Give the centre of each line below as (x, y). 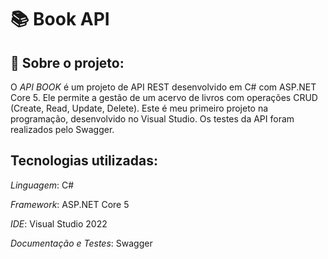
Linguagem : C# (42, 185)
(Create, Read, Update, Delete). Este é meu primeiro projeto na (139, 108)
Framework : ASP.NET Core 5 (70, 204)
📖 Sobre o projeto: (67, 62)
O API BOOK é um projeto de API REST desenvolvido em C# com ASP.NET (163, 87)
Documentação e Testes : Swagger (81, 243)
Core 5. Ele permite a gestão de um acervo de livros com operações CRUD (164, 97)
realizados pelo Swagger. (62, 129)
